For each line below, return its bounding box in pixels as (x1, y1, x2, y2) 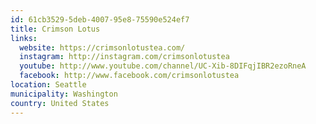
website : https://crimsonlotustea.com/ (19, 42, 186, 53)
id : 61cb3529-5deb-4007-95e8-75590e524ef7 (10, 14, 190, 25)
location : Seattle (10, 80, 87, 90)
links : (10, 33, 38, 43)
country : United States (10, 98, 110, 108)
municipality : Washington (10, 89, 118, 99)
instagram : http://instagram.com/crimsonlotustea (19, 52, 230, 62)
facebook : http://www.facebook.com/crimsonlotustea (19, 71, 240, 81)
